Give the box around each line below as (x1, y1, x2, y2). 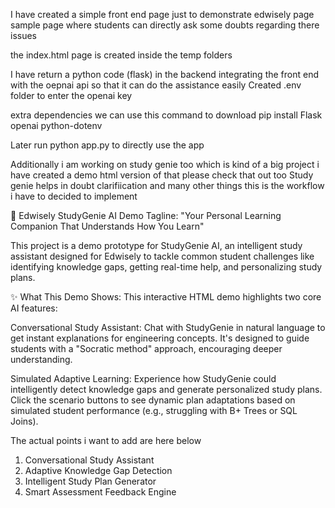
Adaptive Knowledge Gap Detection (24, 465, 173, 476)
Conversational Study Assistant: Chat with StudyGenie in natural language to (10, 322, 326, 333)
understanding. (10, 354, 73, 365)
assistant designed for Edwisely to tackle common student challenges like (10, 250, 315, 262)
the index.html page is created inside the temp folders (10, 49, 233, 61)
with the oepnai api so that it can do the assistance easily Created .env (10, 79, 302, 91)
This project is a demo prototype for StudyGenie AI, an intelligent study (10, 240, 303, 251)
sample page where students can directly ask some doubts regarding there (10, 19, 320, 31)
